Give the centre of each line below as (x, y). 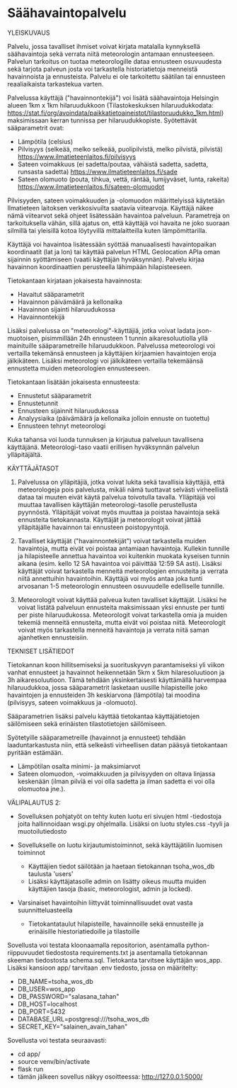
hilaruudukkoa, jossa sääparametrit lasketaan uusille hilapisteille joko (108, 687)
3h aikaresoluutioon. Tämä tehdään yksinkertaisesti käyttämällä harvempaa (117, 680)
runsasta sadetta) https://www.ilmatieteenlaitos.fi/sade (98, 171)
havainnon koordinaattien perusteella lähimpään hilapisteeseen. (100, 266)
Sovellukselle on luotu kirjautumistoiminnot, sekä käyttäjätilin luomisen (120, 845)
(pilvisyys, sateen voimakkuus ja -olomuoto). (73, 702)
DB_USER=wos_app (46, 989)
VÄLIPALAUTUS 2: (34, 803)
